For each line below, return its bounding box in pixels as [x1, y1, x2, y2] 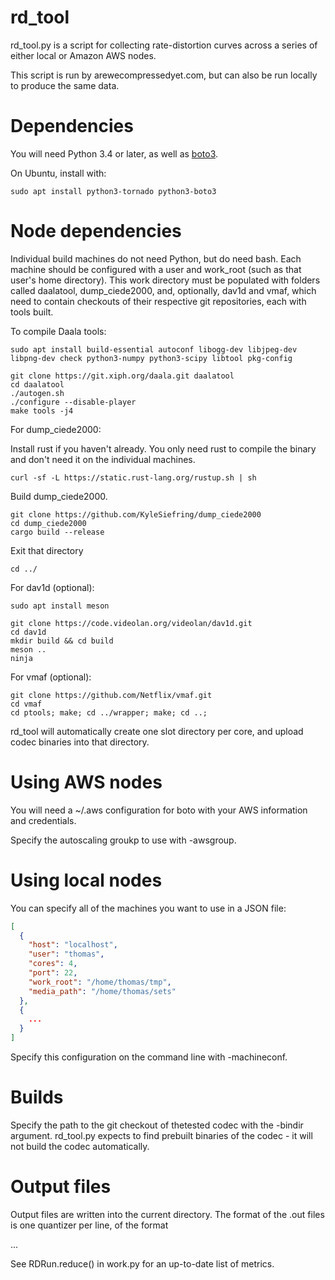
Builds [10, 1086, 64, 1109]
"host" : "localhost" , [28, 940, 118, 950]
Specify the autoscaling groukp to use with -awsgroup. [10, 834, 237, 846]
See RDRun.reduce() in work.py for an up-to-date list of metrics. [10, 1257, 275, 1270]
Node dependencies [10, 220, 182, 243]
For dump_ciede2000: [10, 423, 102, 435]
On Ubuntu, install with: [10, 167, 107, 179]
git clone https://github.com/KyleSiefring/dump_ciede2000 [10, 509, 262, 520]
